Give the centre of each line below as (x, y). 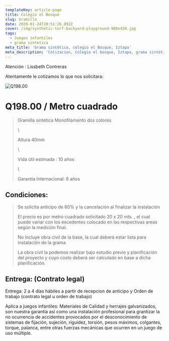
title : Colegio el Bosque (32, 15)
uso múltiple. (19, 333)
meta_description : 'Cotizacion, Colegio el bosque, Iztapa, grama (76, 52)
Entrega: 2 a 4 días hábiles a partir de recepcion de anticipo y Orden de (79, 291)
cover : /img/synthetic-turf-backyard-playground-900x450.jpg (71, 29)
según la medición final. (42, 228)
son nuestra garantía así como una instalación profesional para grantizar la (82, 312)
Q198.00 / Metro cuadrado (62, 106)
